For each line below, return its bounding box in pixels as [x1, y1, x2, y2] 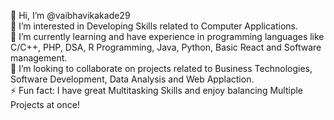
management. [10, 52, 68, 64]
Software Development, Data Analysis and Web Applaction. [10, 73, 255, 85]
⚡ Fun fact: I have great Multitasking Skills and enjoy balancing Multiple [10, 85, 304, 96]
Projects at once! [10, 99, 80, 110]
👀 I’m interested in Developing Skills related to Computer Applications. [10, 20, 299, 32]
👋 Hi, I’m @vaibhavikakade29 [10, 10, 131, 21]
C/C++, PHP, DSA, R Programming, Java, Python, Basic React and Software [10, 41, 322, 53]
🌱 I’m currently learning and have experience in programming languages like [10, 31, 325, 42]
